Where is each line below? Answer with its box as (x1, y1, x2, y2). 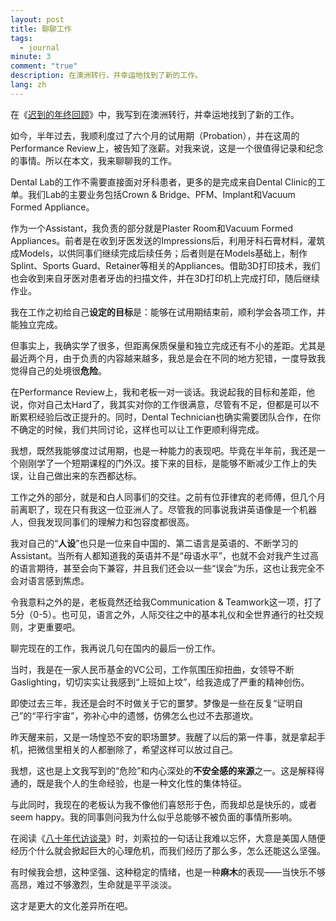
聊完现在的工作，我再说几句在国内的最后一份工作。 (10, 642, 221, 654)
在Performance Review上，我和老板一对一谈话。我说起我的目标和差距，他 (10, 386, 315, 398)
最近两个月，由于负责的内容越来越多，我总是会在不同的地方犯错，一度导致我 (10, 352, 326, 364)
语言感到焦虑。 (27, 574, 90, 586)
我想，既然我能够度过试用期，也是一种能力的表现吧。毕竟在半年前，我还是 (10, 444, 317, 456)
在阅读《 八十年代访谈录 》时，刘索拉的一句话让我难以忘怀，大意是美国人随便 (10, 832, 326, 844)
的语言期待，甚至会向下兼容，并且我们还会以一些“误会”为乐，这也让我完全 (10, 562, 317, 574)
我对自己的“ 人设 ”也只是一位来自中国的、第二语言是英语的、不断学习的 (10, 537, 299, 549)
